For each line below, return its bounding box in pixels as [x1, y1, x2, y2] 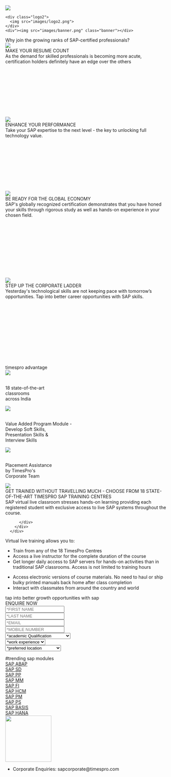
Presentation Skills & [5, 432, 48, 437]
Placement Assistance [5, 462, 52, 468]
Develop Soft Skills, [5, 426, 46, 432]
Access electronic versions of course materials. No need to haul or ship [12, 574, 163, 580]
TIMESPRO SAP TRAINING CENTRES [34, 493, 112, 500]
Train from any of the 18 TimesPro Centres [12, 548, 102, 553]
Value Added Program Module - [5, 421, 72, 427]
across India [5, 396, 31, 402]
